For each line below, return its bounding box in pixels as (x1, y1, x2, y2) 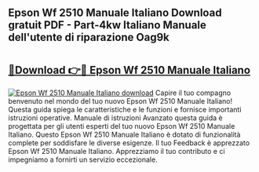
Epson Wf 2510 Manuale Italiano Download (8, 6, 222, 20)
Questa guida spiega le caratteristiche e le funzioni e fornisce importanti (8, 105, 242, 114)
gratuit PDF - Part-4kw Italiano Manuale (8, 19, 206, 32)
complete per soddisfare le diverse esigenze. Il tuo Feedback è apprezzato (8, 138, 250, 148)
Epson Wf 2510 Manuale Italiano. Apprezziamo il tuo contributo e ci (8, 147, 225, 156)
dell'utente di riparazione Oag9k (8, 31, 170, 44)
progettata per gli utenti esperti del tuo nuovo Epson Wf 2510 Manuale (8, 122, 235, 130)
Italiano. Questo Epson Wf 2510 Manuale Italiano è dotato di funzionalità (8, 130, 241, 139)
